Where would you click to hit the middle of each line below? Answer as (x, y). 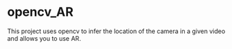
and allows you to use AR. (44, 38)
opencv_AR (41, 12)
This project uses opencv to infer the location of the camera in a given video (116, 31)
